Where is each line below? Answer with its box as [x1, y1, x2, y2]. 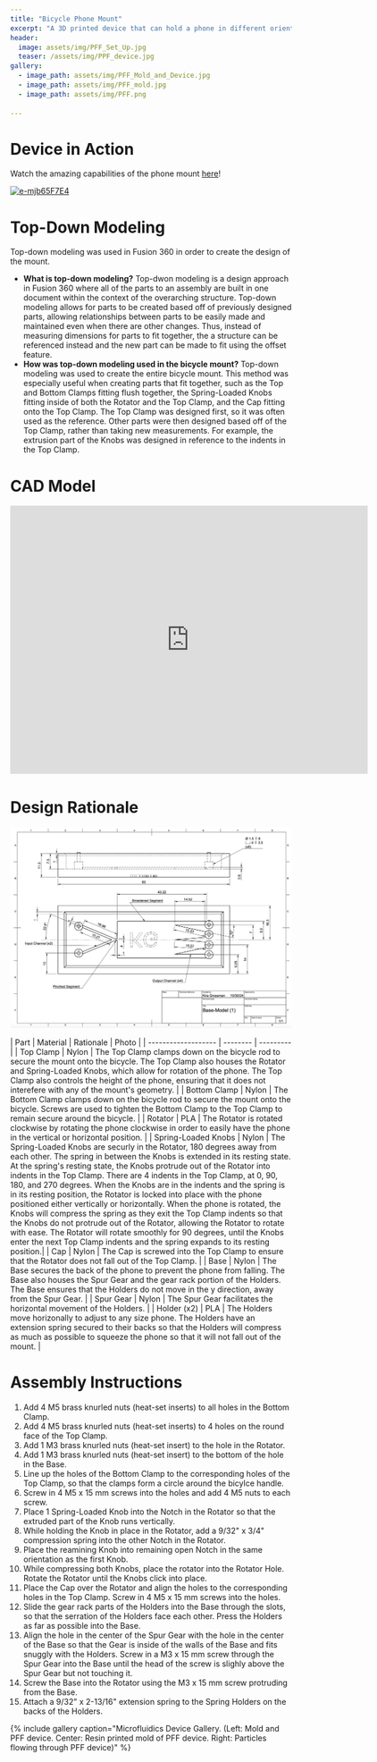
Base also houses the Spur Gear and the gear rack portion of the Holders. [10, 1275, 281, 1286]
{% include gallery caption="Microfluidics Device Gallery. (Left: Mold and [10, 1723, 280, 1733]
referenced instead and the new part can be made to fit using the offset [22, 340, 287, 350]
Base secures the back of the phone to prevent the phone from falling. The [10, 1265, 285, 1276]
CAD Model [10, 476, 96, 496]
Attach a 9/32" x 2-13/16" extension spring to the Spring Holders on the [22, 1696, 287, 1707]
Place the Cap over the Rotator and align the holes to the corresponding [22, 1582, 289, 1593]
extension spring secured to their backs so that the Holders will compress [10, 1322, 282, 1333]
